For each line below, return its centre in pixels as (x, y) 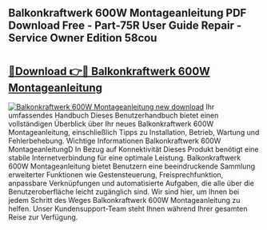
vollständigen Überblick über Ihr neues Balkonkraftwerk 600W (111, 124)
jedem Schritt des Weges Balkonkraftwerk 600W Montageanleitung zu (124, 200)
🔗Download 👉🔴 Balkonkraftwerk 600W (109, 71)
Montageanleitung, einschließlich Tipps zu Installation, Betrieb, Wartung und (134, 132)
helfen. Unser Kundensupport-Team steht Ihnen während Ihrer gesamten (128, 208)
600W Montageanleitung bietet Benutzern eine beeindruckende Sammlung (132, 166)
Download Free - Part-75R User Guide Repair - (125, 26)
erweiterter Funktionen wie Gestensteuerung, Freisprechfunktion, (116, 174)
